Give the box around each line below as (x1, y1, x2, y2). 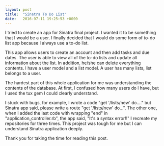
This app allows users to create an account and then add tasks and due (5, 49, 150, 55)
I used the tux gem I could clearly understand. (5, 90, 98, 96)
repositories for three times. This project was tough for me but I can (5, 121, 142, 126)
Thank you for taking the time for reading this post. (5, 135, 108, 141)
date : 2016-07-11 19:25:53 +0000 (5, 16, 78, 21)
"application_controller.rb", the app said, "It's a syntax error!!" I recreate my (5, 116, 158, 122)
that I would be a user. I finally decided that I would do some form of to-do (5, 35, 156, 41)
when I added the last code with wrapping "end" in (5, 110, 108, 116)
